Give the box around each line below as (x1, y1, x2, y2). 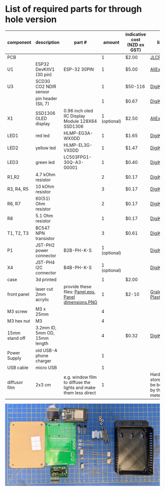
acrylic (35, 297, 49, 302)
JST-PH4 (35, 259, 55, 266)
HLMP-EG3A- (63, 130, 93, 136)
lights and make (63, 384, 96, 390)
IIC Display (63, 113, 85, 119)
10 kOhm (35, 183, 55, 190)
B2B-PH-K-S (63, 247, 92, 253)
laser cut (35, 286, 53, 292)
